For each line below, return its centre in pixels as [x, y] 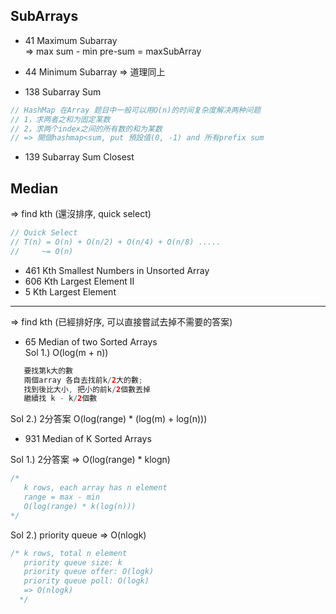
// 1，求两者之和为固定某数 [60, 119]
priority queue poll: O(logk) [86, 581]
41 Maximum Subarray [71, 40]
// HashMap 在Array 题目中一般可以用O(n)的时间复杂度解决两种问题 [136, 110]
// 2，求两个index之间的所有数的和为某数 [86, 129]
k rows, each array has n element [95, 488]
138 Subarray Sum [63, 91]
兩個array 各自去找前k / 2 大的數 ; [83, 380]
